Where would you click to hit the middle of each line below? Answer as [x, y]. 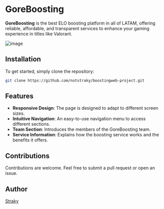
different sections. [31, 124]
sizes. [19, 113]
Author [16, 189]
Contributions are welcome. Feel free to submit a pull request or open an [80, 168]
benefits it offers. [30, 140]
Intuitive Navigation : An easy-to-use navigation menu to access [79, 119]
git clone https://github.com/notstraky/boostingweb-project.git [75, 80]
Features [19, 96]
